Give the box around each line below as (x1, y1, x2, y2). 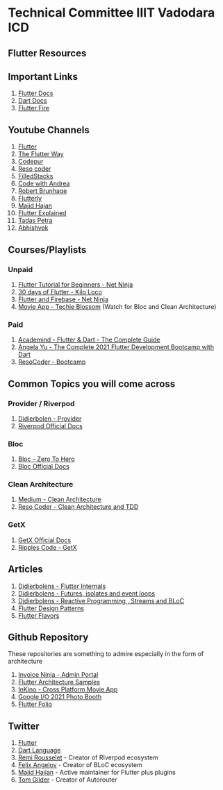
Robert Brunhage (17, 187, 67, 195)
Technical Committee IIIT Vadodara (8, 5, 215, 21)
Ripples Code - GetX (17, 543, 77, 551)
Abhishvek (17, 224, 49, 232)
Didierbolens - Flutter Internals (17, 582, 106, 590)
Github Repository (8, 631, 89, 643)
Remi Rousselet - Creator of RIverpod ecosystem (17, 753, 158, 762)
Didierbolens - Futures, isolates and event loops (17, 589, 156, 598)
